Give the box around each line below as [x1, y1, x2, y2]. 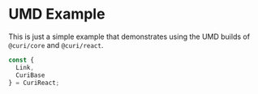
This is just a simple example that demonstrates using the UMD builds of [8, 32, 250, 41]
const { [8, 56, 35, 64]
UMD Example [8, 5, 105, 23]
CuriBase [15, 70, 45, 79]
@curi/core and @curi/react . [8, 40, 104, 49]
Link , [15, 63, 35, 71]
